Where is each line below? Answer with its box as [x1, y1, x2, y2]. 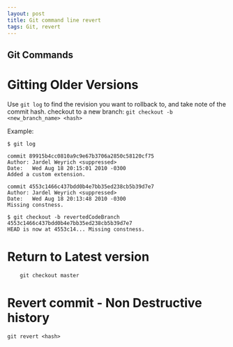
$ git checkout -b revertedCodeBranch [7, 213, 120, 220]
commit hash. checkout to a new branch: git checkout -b [7, 107, 173, 116]
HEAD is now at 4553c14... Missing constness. [7, 226, 145, 233]
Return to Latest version [7, 249, 150, 265]
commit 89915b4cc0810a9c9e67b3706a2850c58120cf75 [7, 153, 155, 160]
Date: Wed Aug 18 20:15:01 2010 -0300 [7, 164, 127, 171]
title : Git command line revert [7, 17, 101, 24]
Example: [7, 127, 34, 135]
